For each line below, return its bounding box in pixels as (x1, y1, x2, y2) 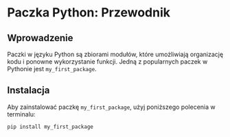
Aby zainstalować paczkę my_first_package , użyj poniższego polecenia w (7, 103, 216, 111)
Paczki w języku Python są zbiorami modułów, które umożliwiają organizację (7, 50, 224, 58)
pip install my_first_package (7, 123, 94, 130)
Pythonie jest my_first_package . (7, 65, 97, 73)
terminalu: (7, 110, 36, 118)
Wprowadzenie (7, 32, 73, 44)
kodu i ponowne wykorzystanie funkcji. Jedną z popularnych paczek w (7, 58, 208, 66)
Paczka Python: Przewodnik (7, 5, 170, 21)
